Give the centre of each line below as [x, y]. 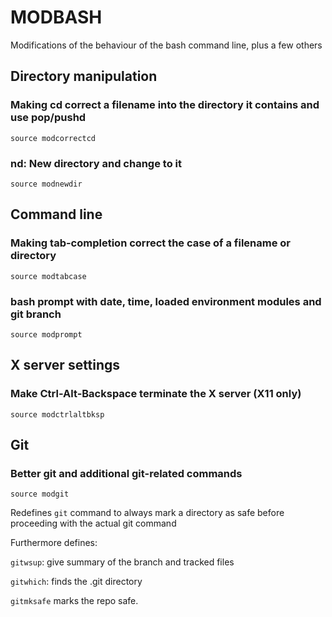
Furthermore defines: [54, 543]
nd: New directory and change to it [96, 163]
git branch [36, 314]
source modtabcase [48, 276]
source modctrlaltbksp [57, 414]
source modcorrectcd [53, 138]
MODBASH [56, 17]
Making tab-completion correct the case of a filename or [150, 243]
